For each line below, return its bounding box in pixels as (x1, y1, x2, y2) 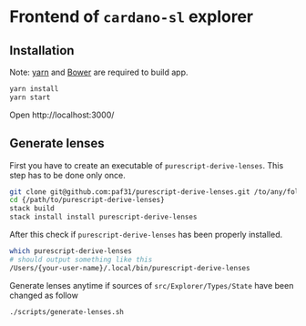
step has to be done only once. (9, 169, 126, 180)
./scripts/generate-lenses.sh (9, 307, 125, 316)
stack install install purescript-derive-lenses (9, 212, 198, 222)
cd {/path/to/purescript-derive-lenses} (9, 196, 166, 205)
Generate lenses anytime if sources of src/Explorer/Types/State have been (9, 280, 294, 290)
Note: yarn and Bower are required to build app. (9, 66, 189, 77)
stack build (9, 204, 55, 213)
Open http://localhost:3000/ (9, 109, 115, 120)
